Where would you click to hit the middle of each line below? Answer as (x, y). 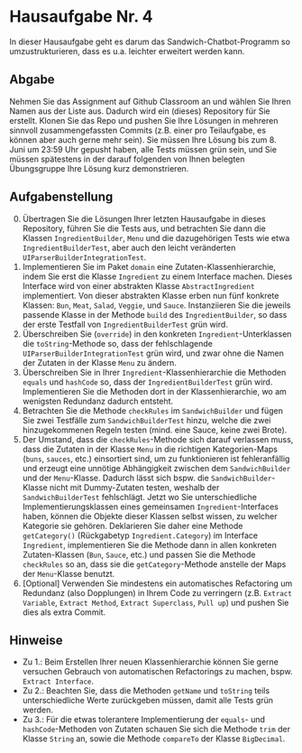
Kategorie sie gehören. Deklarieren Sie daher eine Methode (133, 525)
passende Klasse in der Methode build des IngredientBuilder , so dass (155, 314)
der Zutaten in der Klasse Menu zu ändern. (100, 362)
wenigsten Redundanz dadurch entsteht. (98, 401)
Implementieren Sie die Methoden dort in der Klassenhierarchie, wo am (154, 391)
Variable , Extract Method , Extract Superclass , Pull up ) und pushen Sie (156, 602)
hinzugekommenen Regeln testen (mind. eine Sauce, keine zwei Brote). (155, 430)
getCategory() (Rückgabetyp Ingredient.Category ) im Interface (140, 535)
